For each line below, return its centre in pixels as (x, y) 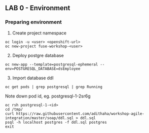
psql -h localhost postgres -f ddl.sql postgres (56, 122)
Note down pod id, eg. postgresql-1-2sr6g (48, 96)
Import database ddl (33, 78)
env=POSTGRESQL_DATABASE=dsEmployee (43, 68)
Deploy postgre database (38, 55)
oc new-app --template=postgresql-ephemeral (52, 64)
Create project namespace (39, 33)
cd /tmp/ (14, 109)
